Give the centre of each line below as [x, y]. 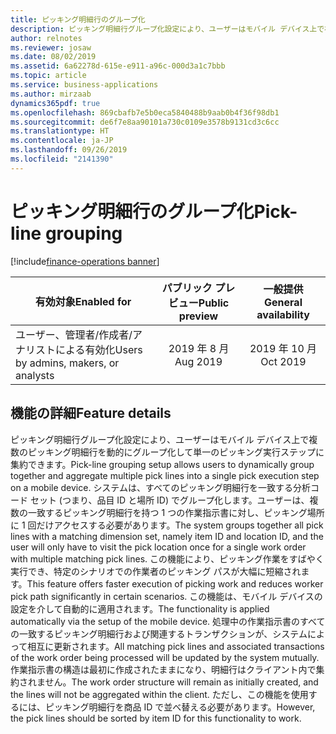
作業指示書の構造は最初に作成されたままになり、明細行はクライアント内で [163, 669]
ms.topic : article [48, 76]
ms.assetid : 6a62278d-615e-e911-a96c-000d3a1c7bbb [118, 66]
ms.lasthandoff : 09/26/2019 [69, 150]
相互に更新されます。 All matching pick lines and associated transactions [176, 646]
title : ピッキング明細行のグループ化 [78, 19]
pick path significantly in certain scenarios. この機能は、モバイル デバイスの [166, 596]
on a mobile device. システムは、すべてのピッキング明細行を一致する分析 [160, 487]
